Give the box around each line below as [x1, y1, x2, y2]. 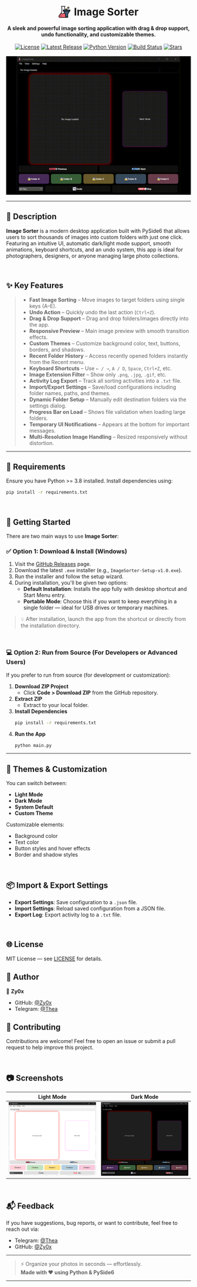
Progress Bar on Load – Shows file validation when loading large [29, 408, 186, 415]
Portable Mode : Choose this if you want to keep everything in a [23, 598, 177, 605]
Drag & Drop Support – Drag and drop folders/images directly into [29, 315, 189, 322]
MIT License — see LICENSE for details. [6, 955, 103, 962]
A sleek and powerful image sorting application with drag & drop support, [7, 25, 190, 32]
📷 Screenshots [6, 1073, 63, 1083]
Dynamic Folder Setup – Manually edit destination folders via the [29, 396, 186, 403]
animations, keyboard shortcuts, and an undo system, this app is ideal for [6, 246, 184, 253]
